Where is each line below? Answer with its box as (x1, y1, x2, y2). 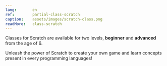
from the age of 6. (5, 40, 43, 46)
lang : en (5, 7, 37, 12)
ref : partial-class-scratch (5, 12, 80, 17)
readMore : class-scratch (5, 21, 62, 26)
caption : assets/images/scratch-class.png (5, 16, 102, 21)
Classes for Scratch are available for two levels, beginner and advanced (5, 35, 156, 41)
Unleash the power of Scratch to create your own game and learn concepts (5, 50, 162, 56)
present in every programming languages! (5, 55, 92, 61)
